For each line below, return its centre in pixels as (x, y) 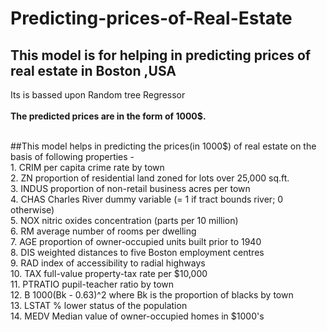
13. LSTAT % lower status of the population (99, 305)
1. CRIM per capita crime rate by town (87, 167)
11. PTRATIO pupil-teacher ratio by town (92, 284)
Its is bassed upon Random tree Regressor (98, 95)
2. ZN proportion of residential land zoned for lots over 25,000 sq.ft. (150, 178)
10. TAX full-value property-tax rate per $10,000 (109, 273)
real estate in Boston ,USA (93, 70)
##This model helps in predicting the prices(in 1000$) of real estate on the (163, 146)
